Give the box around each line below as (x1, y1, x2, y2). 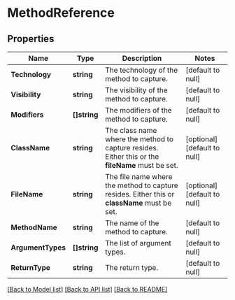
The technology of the (104, 65, 178, 75)
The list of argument (104, 238, 171, 248)
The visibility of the (104, 85, 168, 95)
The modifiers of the (104, 106, 173, 115)
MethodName (10, 222, 57, 232)
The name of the (104, 218, 159, 228)
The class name (104, 126, 157, 135)
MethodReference (7, 5, 115, 21)
